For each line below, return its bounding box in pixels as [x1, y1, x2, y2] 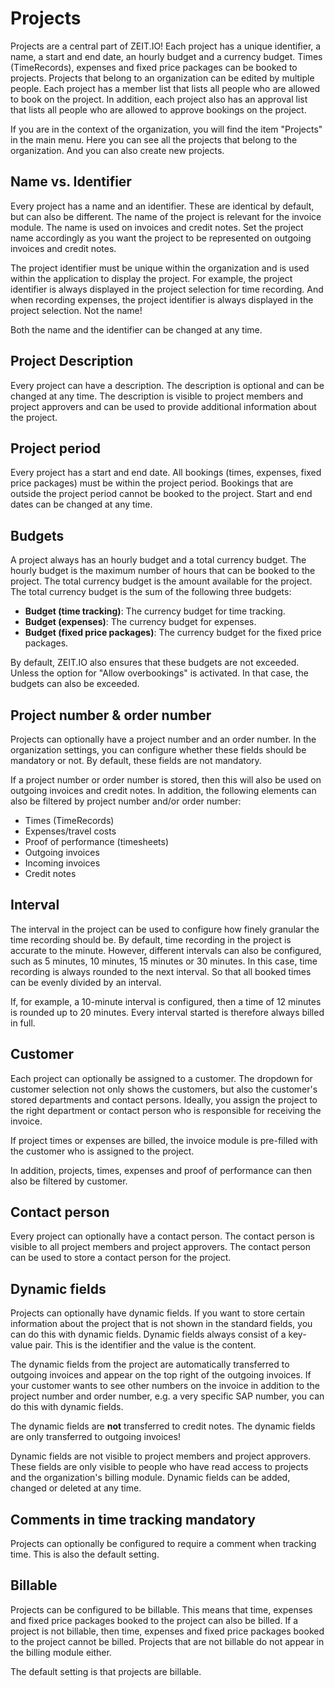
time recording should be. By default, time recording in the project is [10, 933, 292, 946]
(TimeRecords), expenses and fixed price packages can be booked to [10, 61, 298, 73]
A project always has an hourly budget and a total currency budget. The [10, 554, 307, 566]
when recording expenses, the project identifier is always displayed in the [10, 293, 314, 306]
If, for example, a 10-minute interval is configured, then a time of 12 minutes [10, 995, 322, 1007]
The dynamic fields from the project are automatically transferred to [10, 1358, 290, 1371]
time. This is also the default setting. [10, 1548, 160, 1561]
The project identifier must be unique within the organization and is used [10, 262, 310, 274]
